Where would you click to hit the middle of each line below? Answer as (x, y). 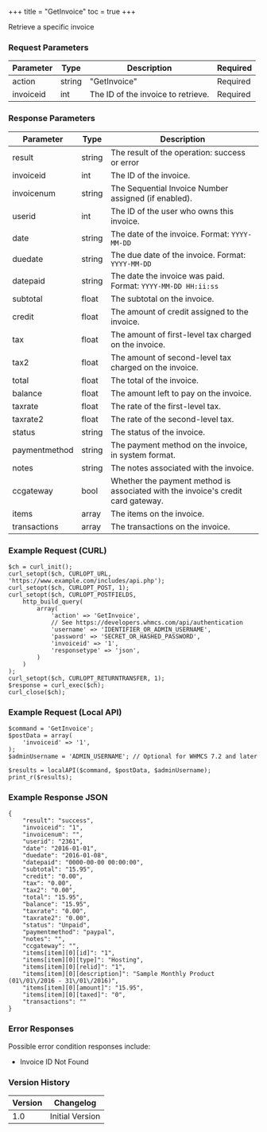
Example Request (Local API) (65, 712)
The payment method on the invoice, (179, 445)
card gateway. (137, 501)
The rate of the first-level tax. (166, 406)
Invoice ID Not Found (54, 1061)
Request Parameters (48, 47)
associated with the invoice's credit (176, 490)
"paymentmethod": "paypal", (69, 932)
